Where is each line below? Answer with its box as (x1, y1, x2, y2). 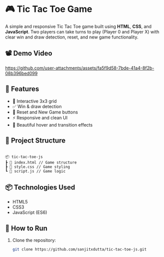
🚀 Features (5, 85, 39, 93)
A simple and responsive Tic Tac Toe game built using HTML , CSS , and (5, 23, 152, 29)
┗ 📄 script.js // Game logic (5, 169, 66, 174)
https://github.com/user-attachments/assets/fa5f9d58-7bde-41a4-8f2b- (5, 65, 155, 71)
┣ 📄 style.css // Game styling (5, 164, 70, 169)
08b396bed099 (5, 70, 38, 76)
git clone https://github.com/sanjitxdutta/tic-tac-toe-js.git (12, 247, 147, 252)
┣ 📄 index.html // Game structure (5, 160, 77, 165)
